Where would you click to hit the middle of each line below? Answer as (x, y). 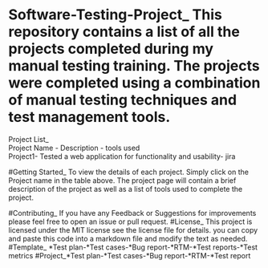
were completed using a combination (134, 83)
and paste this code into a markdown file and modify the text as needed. (128, 238)
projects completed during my (111, 49)
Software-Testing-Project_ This (116, 15)
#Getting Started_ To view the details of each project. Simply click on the (128, 172)
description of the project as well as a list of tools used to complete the (126, 189)
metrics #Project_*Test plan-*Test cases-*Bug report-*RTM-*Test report (130, 255)
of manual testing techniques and (123, 100)
